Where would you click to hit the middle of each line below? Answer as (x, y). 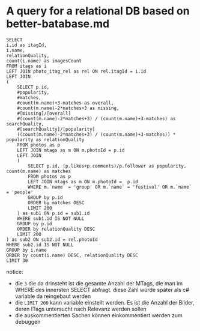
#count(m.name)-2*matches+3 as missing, (68, 108)
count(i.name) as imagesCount (44, 61)
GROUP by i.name (26, 250)
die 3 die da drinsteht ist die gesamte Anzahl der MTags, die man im (99, 283)
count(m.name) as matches (38, 171)
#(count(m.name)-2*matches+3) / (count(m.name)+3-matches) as (96, 118)
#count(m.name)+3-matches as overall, (65, 103)
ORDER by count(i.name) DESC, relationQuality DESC (72, 255)
